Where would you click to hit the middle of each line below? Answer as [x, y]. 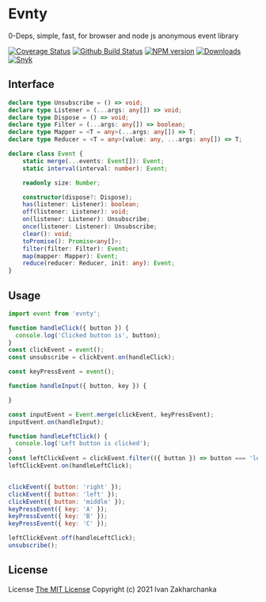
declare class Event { [46, 154]
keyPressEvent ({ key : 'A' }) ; [58, 509]
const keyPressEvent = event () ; [61, 372]
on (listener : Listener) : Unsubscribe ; [86, 219]
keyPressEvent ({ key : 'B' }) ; [58, 516]
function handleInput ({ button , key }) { [78, 386]
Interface [31, 84]
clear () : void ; [47, 234]
